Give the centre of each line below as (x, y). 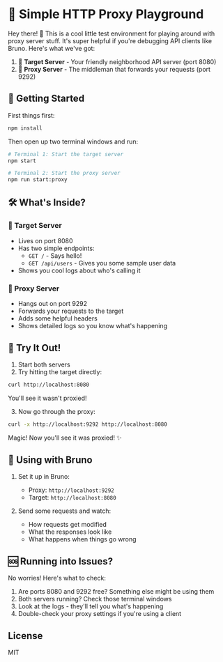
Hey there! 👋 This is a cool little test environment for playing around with (111, 33)
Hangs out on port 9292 (53, 304)
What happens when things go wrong (82, 539)
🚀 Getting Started (46, 99)
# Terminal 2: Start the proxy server (64, 174)
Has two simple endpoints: (56, 248)
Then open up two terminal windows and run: (73, 141)
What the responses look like (70, 532)
